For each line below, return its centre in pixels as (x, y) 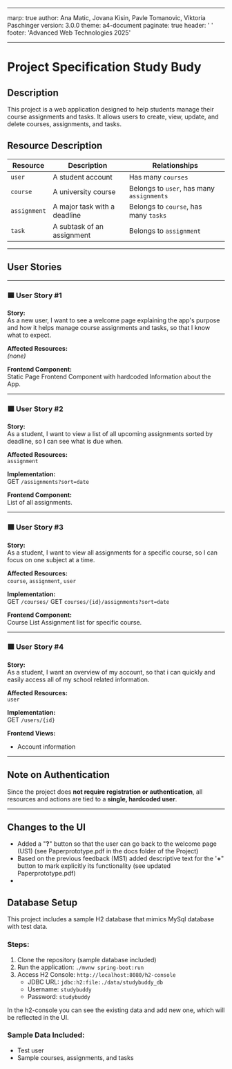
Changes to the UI (47, 827)
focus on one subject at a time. (51, 559)
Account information (46, 747)
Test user (30, 1050)
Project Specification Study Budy (104, 67)
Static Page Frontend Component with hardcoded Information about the (109, 376)
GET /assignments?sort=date (48, 482)
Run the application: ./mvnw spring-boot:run (80, 967)
